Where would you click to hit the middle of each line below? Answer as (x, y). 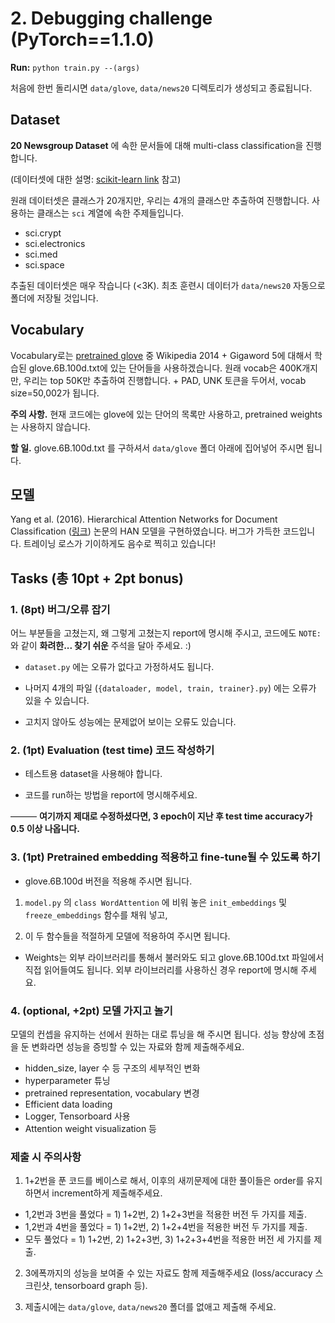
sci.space (44, 264)
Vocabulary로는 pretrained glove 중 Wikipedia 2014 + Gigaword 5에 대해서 (161, 355)
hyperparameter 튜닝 (67, 1080)
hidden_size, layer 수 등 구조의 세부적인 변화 (112, 1068)
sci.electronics (55, 243)
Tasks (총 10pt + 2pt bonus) (97, 578)
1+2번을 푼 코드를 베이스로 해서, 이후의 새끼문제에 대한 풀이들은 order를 (164, 1181)
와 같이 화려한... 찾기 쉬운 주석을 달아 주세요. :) (101, 646)
